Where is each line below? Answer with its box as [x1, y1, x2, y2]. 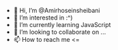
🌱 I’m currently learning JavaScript [13, 21, 111, 28]
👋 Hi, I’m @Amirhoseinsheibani [13, 7, 100, 14]
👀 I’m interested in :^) [13, 14, 73, 22]
